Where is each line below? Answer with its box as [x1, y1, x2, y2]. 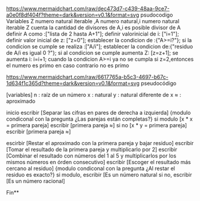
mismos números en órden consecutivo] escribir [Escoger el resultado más [6, 159, 191, 165]
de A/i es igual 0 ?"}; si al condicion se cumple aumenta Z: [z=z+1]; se [6, 49, 179, 56]
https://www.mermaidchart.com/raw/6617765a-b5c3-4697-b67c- [6, 74, 169, 80]
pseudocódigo [140, 80, 177, 87]
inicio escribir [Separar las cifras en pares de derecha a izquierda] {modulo [6, 109, 191, 116]
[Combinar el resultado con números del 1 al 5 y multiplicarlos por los [6, 152, 177, 159]
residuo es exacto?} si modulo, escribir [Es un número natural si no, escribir [6, 171, 192, 178]
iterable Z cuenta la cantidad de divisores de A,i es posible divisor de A [6, 24, 181, 31]
